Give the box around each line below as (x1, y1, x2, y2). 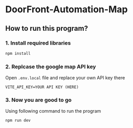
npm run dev (5, 118, 31, 123)
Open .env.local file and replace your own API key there (5, 75, 125, 81)
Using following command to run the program (5, 108, 101, 114)
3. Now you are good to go (5, 96, 72, 103)
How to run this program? (5, 24, 88, 33)
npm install (5, 51, 31, 56)
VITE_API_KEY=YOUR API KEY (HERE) (5, 84, 79, 90)
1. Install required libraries (5, 39, 71, 47)
